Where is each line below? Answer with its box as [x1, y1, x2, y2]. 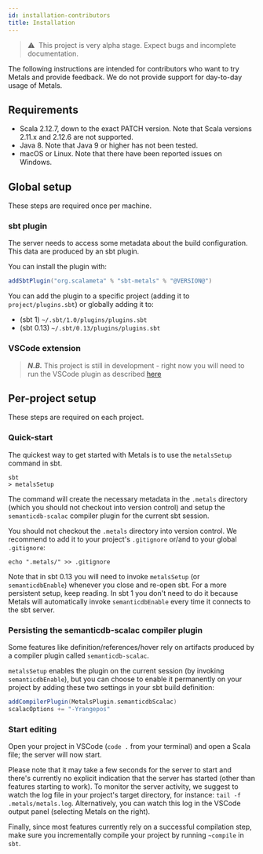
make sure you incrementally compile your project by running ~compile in [8, 830, 245, 840]
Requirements [8, 103, 79, 116]
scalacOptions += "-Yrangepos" [8, 705, 111, 713]
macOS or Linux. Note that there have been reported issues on [19, 149, 222, 159]
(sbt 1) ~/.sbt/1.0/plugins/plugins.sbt [19, 315, 148, 324]
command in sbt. [8, 458, 63, 468]
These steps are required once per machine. [8, 201, 152, 210]
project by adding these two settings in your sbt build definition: [8, 683, 214, 692]
